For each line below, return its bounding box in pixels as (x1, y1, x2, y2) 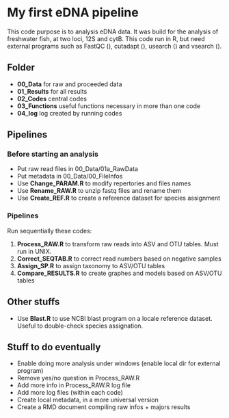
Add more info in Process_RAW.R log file (16, 381, 131, 389)
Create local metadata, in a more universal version (16, 395, 159, 404)
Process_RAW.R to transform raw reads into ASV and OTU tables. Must (16, 239, 219, 248)
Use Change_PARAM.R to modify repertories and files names (16, 179, 191, 187)
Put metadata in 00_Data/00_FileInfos (16, 172, 123, 181)
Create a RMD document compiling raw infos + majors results (16, 403, 191, 411)
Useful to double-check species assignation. (16, 322, 144, 330)
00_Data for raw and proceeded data (16, 80, 122, 88)
